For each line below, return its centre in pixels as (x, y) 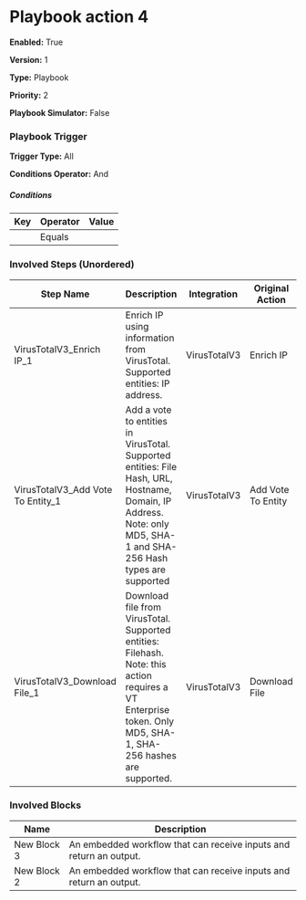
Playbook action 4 (79, 17)
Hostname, (148, 489)
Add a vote (148, 410)
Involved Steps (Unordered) (72, 265)
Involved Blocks (46, 805)
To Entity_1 (38, 501)
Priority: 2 (29, 95)
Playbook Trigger (49, 136)
